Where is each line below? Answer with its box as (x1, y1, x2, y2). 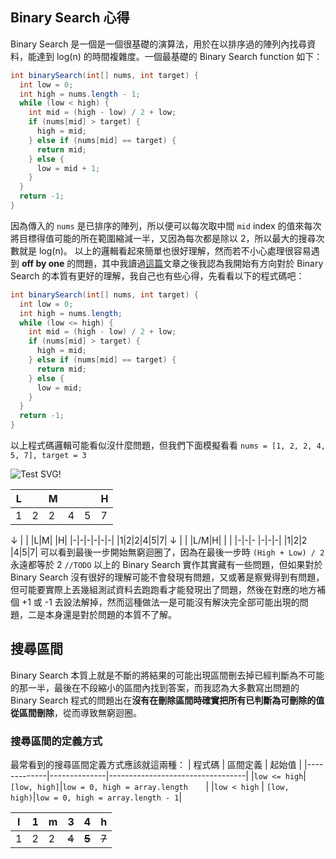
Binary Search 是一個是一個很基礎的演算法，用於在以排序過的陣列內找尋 (10, 38, 308, 50)
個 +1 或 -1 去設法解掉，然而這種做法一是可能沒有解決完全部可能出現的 (10, 596, 300, 608)
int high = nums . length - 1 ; (19, 89, 141, 99)
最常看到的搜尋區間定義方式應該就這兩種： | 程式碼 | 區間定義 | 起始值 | (10, 759, 303, 771)
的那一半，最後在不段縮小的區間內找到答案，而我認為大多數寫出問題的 (10, 681, 300, 693)
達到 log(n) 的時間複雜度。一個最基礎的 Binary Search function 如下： (36, 50, 323, 62)
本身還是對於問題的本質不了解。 (44, 609, 177, 621)
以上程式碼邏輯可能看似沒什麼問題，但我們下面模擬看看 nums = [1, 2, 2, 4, (10, 439, 326, 452)
